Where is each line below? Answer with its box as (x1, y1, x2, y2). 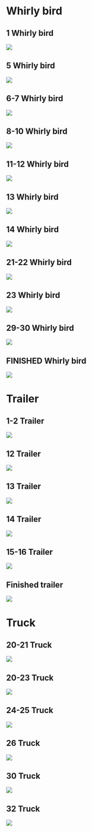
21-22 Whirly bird (6, 257, 72, 268)
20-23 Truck (6, 673, 54, 683)
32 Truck (6, 803, 40, 813)
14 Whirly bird (6, 225, 59, 235)
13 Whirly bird (6, 192, 59, 202)
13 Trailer (6, 481, 42, 492)
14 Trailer (6, 514, 42, 524)
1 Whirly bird (6, 28, 54, 38)
